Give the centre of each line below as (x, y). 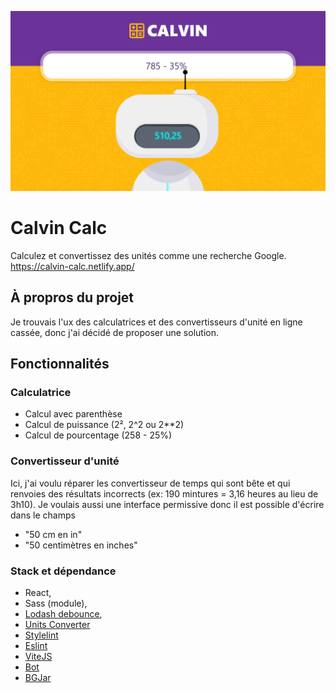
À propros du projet (72, 297)
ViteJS (38, 656)
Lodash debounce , (63, 613)
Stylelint (41, 635)
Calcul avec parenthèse (73, 414)
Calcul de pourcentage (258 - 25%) (98, 435)
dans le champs (43, 515)
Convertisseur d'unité (65, 461)
